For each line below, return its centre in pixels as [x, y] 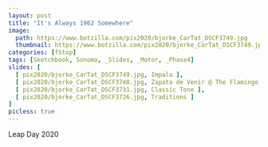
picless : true [32, 112]
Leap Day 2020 [33, 134]
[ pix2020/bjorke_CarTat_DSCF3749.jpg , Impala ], [99, 75]
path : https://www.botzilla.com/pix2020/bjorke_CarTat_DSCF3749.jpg [132, 38]
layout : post [30, 15]
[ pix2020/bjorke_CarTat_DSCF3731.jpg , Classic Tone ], [110, 89]
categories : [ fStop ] [43, 52]
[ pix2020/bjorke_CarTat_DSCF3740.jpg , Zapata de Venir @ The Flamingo [137, 82]
